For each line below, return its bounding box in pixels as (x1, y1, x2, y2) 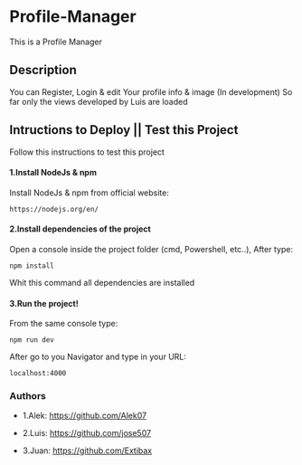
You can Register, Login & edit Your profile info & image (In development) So (9, 86, 293, 97)
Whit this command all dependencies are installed (9, 277, 195, 288)
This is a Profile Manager (9, 36, 102, 47)
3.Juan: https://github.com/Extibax (22, 445, 153, 456)
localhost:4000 (9, 369, 67, 378)
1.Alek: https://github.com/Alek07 (22, 410, 147, 422)
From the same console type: (9, 318, 118, 329)
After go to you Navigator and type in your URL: (9, 351, 187, 363)
